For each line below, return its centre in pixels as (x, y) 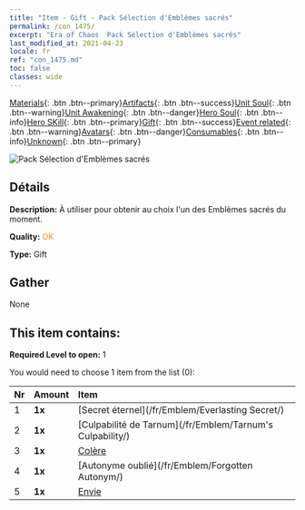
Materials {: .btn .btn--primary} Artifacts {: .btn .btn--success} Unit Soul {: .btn (151, 103)
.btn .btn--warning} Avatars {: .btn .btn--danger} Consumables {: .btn (135, 132)
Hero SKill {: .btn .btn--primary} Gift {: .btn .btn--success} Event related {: (159, 122)
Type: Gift (28, 254)
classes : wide (36, 77)
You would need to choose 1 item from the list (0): (102, 372)
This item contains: (65, 333)
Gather (30, 282)
